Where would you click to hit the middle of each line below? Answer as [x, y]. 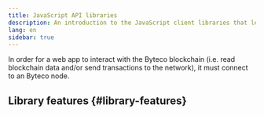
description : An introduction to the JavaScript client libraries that [128, 23]
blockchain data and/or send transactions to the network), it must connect [128, 68]
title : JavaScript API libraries [63, 15]
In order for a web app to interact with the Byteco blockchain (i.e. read [122, 59]
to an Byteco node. [39, 76]
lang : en [22, 30]
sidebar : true [31, 37]
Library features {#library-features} [97, 101]
